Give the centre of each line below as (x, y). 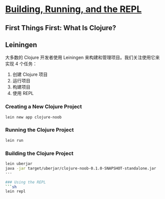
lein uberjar (19, 164)
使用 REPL (23, 93)
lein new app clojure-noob (33, 117)
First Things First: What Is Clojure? (61, 28)
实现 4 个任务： (21, 64)
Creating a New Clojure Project (44, 107)
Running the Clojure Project (39, 130)
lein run (14, 140)
